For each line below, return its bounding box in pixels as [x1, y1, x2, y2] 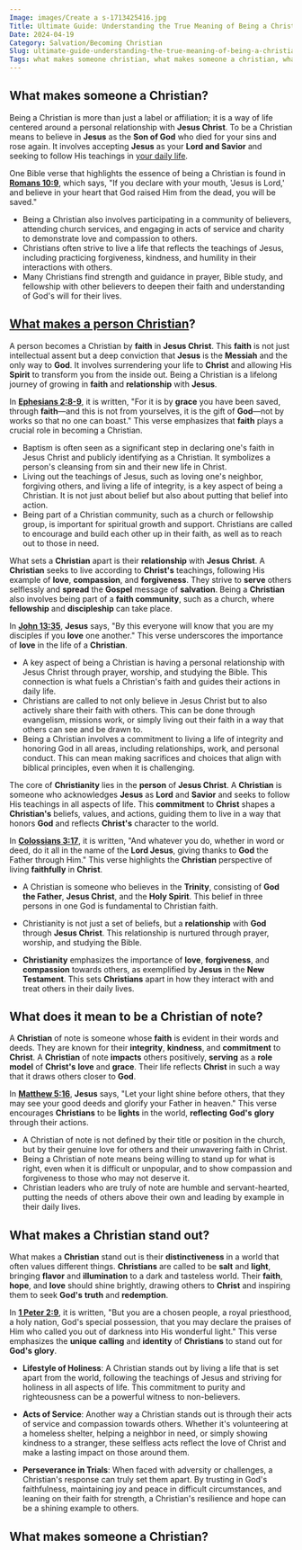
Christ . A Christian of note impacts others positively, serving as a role [9, 1052, 272, 1062]
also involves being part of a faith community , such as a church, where [9, 593, 275, 604]
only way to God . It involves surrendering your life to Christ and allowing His [9, 359, 292, 370]
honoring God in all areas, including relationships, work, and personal [22, 743, 280, 754]
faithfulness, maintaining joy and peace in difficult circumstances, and [22, 1483, 282, 1494]
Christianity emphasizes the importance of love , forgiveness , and [22, 954, 270, 965]
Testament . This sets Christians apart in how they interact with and [22, 973, 274, 984]
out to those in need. [22, 537, 100, 549]
